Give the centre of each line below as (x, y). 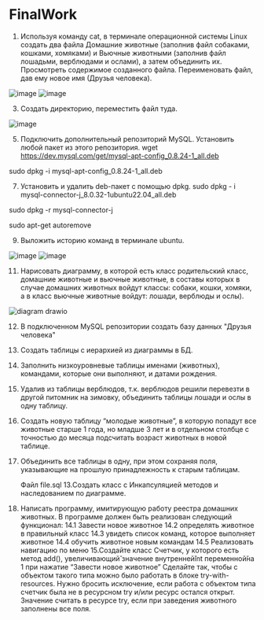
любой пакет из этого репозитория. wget (89, 147)
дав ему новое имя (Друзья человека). (86, 78)
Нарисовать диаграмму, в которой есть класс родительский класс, (134, 271)
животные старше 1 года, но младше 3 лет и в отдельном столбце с (135, 429)
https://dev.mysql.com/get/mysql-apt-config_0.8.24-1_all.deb (119, 156)
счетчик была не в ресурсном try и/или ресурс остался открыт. (127, 592)
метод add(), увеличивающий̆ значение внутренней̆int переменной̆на (137, 558)
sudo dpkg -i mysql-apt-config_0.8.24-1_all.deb (86, 171)
